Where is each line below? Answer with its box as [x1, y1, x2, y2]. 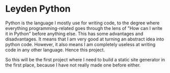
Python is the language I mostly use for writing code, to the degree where [5, 20, 160, 26]
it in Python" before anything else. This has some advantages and [5, 30, 144, 36]
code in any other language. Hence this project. [5, 47, 105, 53]
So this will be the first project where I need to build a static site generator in [5, 56, 165, 62]
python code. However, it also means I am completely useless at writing [5, 41, 156, 47]
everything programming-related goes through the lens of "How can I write [5, 25, 163, 31]
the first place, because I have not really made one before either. [5, 62, 141, 68]
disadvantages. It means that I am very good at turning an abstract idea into [5, 36, 164, 42]
